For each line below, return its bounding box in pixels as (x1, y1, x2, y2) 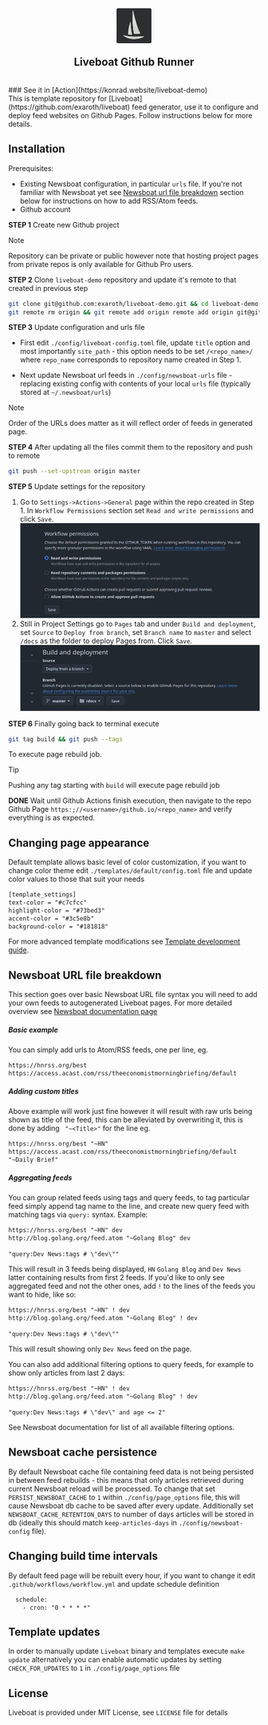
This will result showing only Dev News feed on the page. (8, 1344, 192, 1353)
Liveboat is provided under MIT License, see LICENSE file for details (8, 1707, 229, 1718)
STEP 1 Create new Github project (8, 220, 120, 229)
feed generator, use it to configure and (131, 101, 259, 112)
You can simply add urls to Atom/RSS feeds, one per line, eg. (8, 1044, 209, 1055)
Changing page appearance (8, 836, 150, 849)
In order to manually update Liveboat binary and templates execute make (8, 1647, 245, 1656)
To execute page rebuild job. (8, 749, 102, 759)
